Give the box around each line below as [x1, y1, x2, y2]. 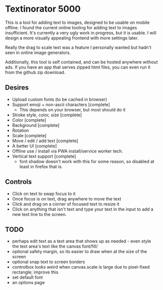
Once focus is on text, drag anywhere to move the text [12, 196, 122, 201]
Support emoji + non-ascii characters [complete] [12, 101, 110, 108]
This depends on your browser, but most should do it [19, 107, 126, 112]
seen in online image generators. [5, 50, 71, 55]
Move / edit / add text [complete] [12, 138, 78, 144]
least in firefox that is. [19, 163, 63, 169]
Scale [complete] [12, 132, 47, 138]
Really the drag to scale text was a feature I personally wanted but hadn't [5, 44, 152, 50]
